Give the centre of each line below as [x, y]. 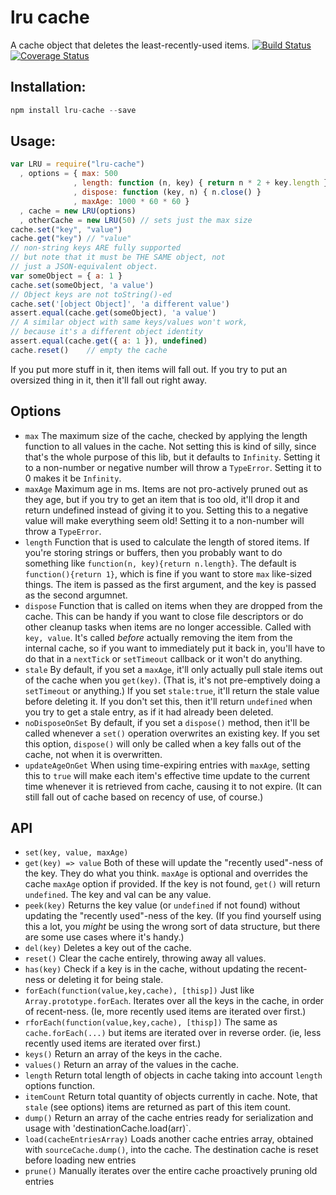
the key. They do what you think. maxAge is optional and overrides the [166, 873]
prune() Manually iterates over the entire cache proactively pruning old [171, 1171]
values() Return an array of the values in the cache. [132, 1065]
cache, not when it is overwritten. [93, 754]
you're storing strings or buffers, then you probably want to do [153, 552]
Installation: [48, 87]
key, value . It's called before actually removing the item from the [158, 637]
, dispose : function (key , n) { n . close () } [167, 192]
